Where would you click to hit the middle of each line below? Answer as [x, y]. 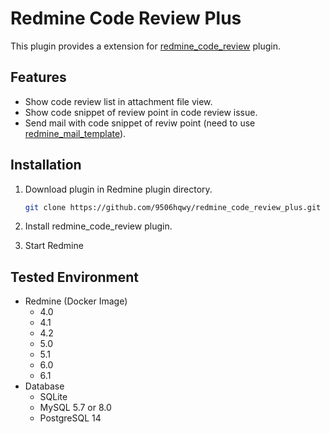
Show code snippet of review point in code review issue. [141, 112]
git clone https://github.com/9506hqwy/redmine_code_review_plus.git [173, 207]
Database [44, 386]
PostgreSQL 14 [70, 418]
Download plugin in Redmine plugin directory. [118, 189]
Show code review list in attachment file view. [118, 101]
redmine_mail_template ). [75, 133]
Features [38, 77]
